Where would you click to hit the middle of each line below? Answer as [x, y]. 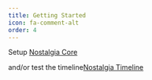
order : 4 [22, 30]
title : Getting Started [47, 15]
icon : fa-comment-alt [44, 23]
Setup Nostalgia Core [43, 53]
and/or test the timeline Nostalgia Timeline [76, 67]
